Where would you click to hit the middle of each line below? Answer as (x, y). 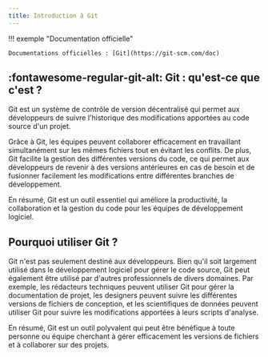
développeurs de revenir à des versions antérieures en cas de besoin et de (132, 167)
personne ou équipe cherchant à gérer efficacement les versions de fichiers (134, 336)
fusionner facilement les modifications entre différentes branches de (121, 176)
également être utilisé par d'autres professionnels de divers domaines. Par (131, 279)
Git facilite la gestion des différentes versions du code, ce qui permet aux (129, 159)
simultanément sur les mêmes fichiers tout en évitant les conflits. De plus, (130, 150)
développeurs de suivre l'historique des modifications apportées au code (129, 118)
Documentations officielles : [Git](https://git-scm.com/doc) (114, 53)
